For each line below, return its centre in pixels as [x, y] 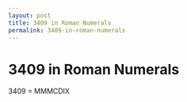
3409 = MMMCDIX [39, 91]
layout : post [30, 15]
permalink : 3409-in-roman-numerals [67, 30]
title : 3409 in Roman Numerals [60, 23]
